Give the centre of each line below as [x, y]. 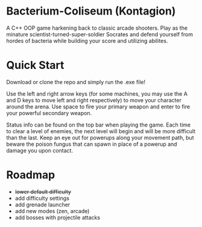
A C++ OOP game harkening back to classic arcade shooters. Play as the [97, 28]
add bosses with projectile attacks [58, 217]
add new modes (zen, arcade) [52, 211]
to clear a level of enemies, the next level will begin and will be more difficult [101, 131]
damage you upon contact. [40, 150]
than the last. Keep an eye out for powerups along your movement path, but [100, 137]
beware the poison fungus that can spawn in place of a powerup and [92, 144]
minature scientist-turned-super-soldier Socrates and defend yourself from [99, 34]
